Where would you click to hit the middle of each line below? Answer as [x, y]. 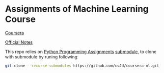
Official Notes [19, 42]
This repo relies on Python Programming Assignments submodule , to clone [81, 52]
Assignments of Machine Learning [77, 9]
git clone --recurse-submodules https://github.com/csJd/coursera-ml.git [82, 66]
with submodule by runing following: [42, 56]
